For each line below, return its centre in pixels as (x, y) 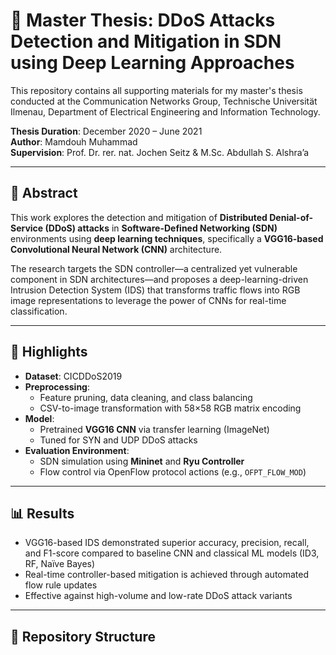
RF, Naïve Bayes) (60, 564)
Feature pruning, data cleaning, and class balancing (146, 397)
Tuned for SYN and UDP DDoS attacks (118, 440)
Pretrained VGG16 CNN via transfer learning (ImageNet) (154, 429)
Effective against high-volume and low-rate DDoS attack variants (158, 596)
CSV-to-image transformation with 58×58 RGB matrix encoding (170, 408)
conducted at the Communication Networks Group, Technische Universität (164, 101)
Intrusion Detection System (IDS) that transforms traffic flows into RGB (155, 290)
